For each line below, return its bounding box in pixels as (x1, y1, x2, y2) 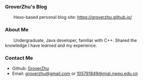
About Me (5, 27, 29, 33)
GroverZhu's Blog (5, 3, 47, 10)
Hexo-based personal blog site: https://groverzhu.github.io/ (14, 14, 132, 20)
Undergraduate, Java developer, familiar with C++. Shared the (14, 37, 137, 43)
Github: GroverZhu (12, 65, 49, 71)
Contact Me (5, 54, 33, 61)
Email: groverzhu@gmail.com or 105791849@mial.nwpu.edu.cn (12, 70, 138, 76)
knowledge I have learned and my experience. (5, 42, 97, 48)
